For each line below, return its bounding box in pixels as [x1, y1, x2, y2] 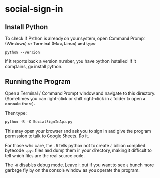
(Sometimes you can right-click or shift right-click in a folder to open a [5, 95, 145, 101]
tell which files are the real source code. [5, 152, 85, 158]
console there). [5, 101, 35, 106]
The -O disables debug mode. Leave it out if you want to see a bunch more [5, 162, 154, 168]
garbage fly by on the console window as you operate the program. [5, 167, 140, 173]
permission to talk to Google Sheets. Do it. [5, 133, 89, 139]
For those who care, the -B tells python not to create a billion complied [5, 142, 145, 148]
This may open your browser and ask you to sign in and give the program [5, 128, 151, 133]
